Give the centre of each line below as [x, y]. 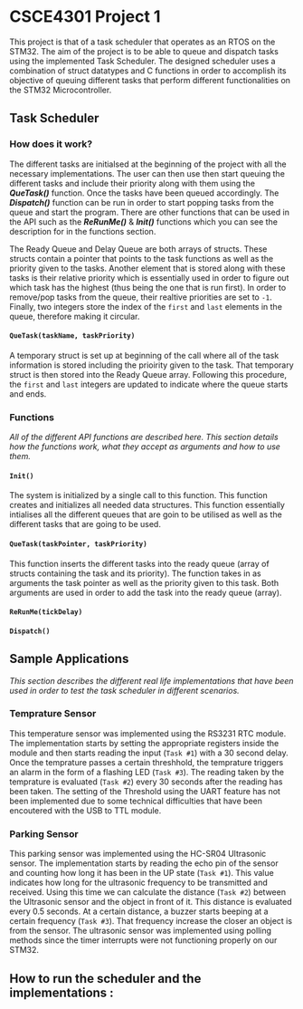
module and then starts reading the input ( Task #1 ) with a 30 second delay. [149, 753]
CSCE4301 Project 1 [85, 17]
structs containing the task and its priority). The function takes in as [135, 573]
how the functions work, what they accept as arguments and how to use [145, 447]
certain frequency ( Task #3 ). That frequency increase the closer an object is [151, 921]
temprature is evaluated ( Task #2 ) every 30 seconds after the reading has [146, 782]
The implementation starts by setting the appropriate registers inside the [144, 743]
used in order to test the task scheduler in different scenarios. [124, 690]
